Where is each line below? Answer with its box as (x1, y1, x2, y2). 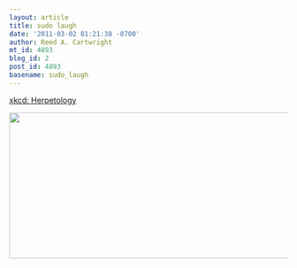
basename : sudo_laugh (9, 71, 89, 80)
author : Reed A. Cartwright (9, 37, 113, 47)
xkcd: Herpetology (9, 95, 77, 105)
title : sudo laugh (9, 21, 77, 30)
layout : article (9, 12, 69, 22)
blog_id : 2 (9, 54, 49, 63)
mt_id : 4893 (9, 46, 53, 55)
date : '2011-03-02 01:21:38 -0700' (9, 29, 141, 38)
